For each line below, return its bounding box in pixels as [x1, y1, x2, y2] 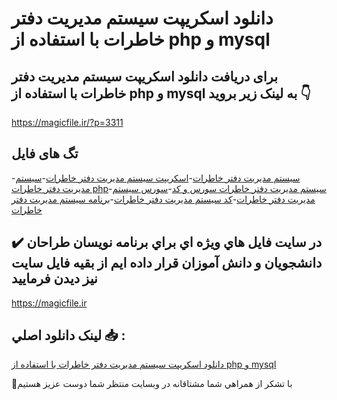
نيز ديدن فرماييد [11, 270, 98, 287]
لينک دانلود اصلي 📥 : [11, 327, 126, 344]
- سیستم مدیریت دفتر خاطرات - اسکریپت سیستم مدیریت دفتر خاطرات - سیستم [11, 172, 301, 184]
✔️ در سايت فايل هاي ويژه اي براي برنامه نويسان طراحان [11, 234, 323, 251]
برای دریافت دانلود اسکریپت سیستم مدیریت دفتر [11, 68, 278, 85]
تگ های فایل [11, 145, 79, 162]
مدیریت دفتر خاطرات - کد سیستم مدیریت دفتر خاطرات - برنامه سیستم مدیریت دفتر [11, 193, 316, 205]
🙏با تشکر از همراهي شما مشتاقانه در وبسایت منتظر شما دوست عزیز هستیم [11, 378, 293, 390]
